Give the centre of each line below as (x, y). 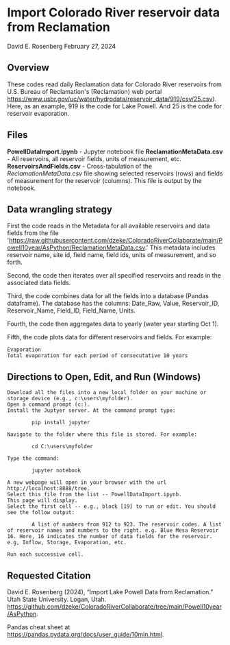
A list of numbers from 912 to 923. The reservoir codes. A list (127, 525)
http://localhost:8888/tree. (49, 489)
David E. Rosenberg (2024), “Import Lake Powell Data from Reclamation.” (110, 592)
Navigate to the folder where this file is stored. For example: (102, 435)
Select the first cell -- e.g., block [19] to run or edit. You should (111, 507)
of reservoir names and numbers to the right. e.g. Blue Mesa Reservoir (113, 531)
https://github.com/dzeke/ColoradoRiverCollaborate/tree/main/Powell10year (115, 607)
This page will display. (42, 501)
